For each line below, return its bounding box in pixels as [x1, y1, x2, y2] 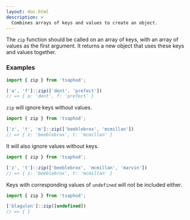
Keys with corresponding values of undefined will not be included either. [6, 181, 182, 188]
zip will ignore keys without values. [6, 104, 93, 111]
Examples [6, 64, 36, 72]
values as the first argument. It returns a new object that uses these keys [6, 42, 185, 49]
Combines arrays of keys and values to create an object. [11, 20, 159, 26]
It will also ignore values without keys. [6, 142, 99, 149]
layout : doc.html [6, 8, 49, 15]
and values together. [6, 49, 56, 56]
